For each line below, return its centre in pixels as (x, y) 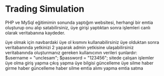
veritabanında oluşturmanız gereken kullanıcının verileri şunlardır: (71, 53)
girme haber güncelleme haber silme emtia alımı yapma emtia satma (74, 68)
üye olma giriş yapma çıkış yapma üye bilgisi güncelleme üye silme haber (79, 63)
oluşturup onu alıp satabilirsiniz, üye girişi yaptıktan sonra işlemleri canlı (78, 27)
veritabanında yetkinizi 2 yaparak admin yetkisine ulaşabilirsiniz (69, 47)
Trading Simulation (45, 9)
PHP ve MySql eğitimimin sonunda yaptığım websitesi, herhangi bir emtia (79, 22)
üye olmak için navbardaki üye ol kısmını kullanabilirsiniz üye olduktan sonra (82, 42)
